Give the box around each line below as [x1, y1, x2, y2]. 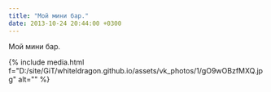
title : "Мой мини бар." [8, 11, 90, 20]
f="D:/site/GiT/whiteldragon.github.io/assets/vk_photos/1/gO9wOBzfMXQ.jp [8, 65, 263, 75]
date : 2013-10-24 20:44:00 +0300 [8, 19, 122, 27]
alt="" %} [18, 74, 50, 84]
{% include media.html [8, 57, 85, 67]
